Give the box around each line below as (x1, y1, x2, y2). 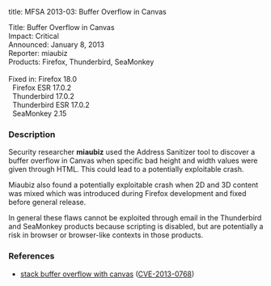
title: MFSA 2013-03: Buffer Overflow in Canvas (8, 7, 167, 16)
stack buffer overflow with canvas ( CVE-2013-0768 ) (19, 269, 195, 279)
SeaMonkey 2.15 (11, 109, 67, 118)
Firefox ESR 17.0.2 (11, 83, 72, 92)
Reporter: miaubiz (8, 49, 68, 58)
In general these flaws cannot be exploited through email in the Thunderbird (8, 213, 262, 223)
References (8, 250, 55, 262)
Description (8, 129, 56, 140)
